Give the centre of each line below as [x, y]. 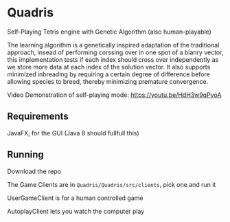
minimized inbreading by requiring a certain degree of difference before [109, 74]
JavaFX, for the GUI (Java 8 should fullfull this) [73, 133]
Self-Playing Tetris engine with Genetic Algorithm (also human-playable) [109, 32]
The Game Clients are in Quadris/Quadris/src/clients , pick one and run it [112, 184]
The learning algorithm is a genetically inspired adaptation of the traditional [113, 45]
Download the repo [34, 171]
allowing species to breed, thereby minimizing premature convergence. [108, 81]
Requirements [38, 116]
